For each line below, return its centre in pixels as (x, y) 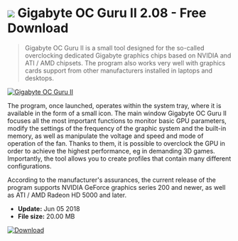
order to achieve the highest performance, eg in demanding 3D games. (111, 151)
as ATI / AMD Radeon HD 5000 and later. (67, 195)
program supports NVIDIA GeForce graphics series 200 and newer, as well (117, 187)
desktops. (39, 78)
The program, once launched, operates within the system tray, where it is (114, 105)
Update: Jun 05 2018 (49, 208)
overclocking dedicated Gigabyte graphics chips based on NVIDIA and (128, 55)
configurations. (29, 166)
